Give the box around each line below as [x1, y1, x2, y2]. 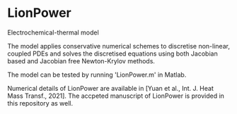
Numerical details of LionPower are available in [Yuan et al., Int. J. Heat [7, 84, 214, 92]
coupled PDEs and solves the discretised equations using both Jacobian [7, 49, 218, 58]
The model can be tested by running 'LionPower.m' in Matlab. [7, 70, 187, 79]
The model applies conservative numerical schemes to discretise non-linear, [7, 42, 230, 50]
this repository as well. [7, 99, 74, 107]
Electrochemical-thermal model [7, 28, 99, 37]
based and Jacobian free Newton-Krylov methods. [7, 56, 156, 65]
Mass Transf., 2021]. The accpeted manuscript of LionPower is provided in [7, 91, 225, 100]
